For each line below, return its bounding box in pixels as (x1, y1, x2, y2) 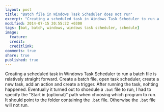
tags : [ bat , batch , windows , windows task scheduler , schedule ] (5, 26, 139, 30)
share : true (5, 53, 29, 58)
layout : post (5, 7, 32, 12)
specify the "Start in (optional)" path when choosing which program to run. (5, 92, 157, 98)
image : (5, 30, 19, 35)
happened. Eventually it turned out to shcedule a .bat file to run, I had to (5, 86, 151, 92)
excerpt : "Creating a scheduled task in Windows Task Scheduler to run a (5, 16, 160, 21)
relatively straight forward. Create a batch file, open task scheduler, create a (5, 76, 159, 82)
